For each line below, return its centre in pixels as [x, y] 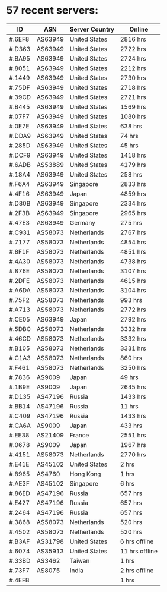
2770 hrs [133, 454]
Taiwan [80, 560]
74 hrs [129, 136]
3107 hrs [133, 271]
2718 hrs [133, 87]
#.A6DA [20, 290]
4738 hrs [133, 261]
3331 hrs [133, 348]
